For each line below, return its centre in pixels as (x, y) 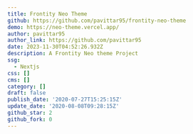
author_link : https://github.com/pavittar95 (74, 40)
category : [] (27, 86)
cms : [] (19, 80)
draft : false (27, 93)
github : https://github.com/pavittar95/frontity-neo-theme (97, 21)
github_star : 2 (30, 113)
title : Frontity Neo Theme (47, 14)
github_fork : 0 (30, 119)
